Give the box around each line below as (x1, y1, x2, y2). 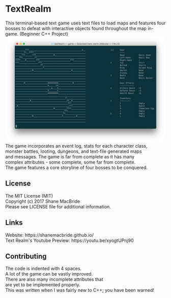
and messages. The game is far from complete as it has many (5, 153, 135, 159)
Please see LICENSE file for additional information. (5, 203, 111, 209)
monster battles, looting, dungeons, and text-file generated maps (5, 148, 142, 154)
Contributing (5, 252, 47, 260)
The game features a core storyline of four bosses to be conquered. (5, 164, 148, 171)
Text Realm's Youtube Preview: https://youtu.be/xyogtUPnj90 (5, 237, 134, 243)
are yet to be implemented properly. (5, 282, 80, 288)
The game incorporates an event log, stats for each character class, (5, 143, 148, 149)
